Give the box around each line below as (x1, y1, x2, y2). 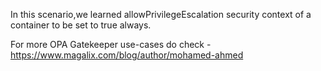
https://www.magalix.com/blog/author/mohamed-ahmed (10, 49, 244, 61)
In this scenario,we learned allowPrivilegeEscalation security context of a (10, 9, 312, 20)
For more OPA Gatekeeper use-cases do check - (10, 39, 212, 50)
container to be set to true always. (10, 19, 152, 31)
